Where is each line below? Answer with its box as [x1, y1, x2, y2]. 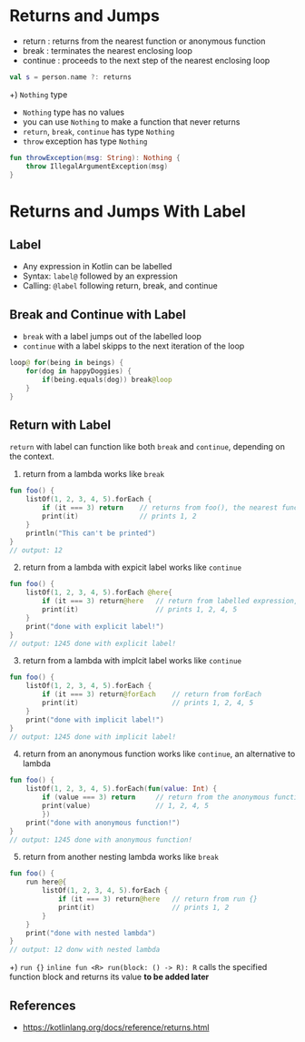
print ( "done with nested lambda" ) [25, 928, 156, 937]
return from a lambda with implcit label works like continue [22, 655, 242, 666]
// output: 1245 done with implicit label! [9, 732, 177, 742]
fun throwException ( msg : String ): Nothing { [9, 153, 181, 162]
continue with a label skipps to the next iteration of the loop [22, 340, 245, 351]
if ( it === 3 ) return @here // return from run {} [57, 895, 258, 904]
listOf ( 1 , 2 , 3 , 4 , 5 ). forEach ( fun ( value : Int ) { [25, 784, 218, 794]
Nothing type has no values [22, 106, 125, 117]
